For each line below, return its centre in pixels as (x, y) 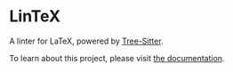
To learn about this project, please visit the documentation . (117, 58)
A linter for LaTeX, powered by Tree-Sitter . (86, 41)
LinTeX (35, 16)
